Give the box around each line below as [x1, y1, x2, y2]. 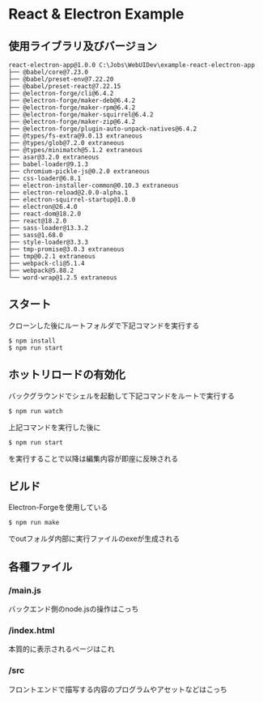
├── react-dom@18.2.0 [8, 210, 82, 218]
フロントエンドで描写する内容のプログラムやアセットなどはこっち [8, 684, 228, 694]
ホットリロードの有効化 [8, 368, 125, 381]
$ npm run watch [8, 406, 63, 415]
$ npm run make [8, 519, 60, 527]
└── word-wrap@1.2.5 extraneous [8, 274, 117, 282]
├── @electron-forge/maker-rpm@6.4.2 [8, 104, 136, 112]
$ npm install [8, 337, 57, 345]
